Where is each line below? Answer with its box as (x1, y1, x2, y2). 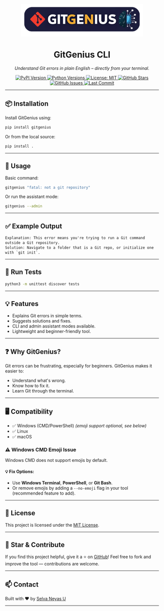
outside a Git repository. (5, 240, 60, 245)
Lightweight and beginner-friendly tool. (12, 328, 91, 334)
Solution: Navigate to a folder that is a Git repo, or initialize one (5, 245, 154, 250)
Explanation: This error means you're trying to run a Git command (5, 236, 145, 240)
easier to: (5, 368, 24, 374)
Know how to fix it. (12, 383, 50, 389)
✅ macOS (12, 434, 32, 440)
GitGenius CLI (53, 49, 111, 60)
